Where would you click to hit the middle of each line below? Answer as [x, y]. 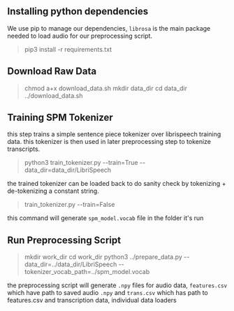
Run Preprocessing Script [64, 240]
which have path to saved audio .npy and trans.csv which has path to [108, 293]
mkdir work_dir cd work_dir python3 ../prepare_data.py [103, 257]
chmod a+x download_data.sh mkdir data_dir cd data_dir [105, 88]
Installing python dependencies [78, 12]
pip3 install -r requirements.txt [68, 49]
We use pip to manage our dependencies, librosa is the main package [109, 28]
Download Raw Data [52, 72]
